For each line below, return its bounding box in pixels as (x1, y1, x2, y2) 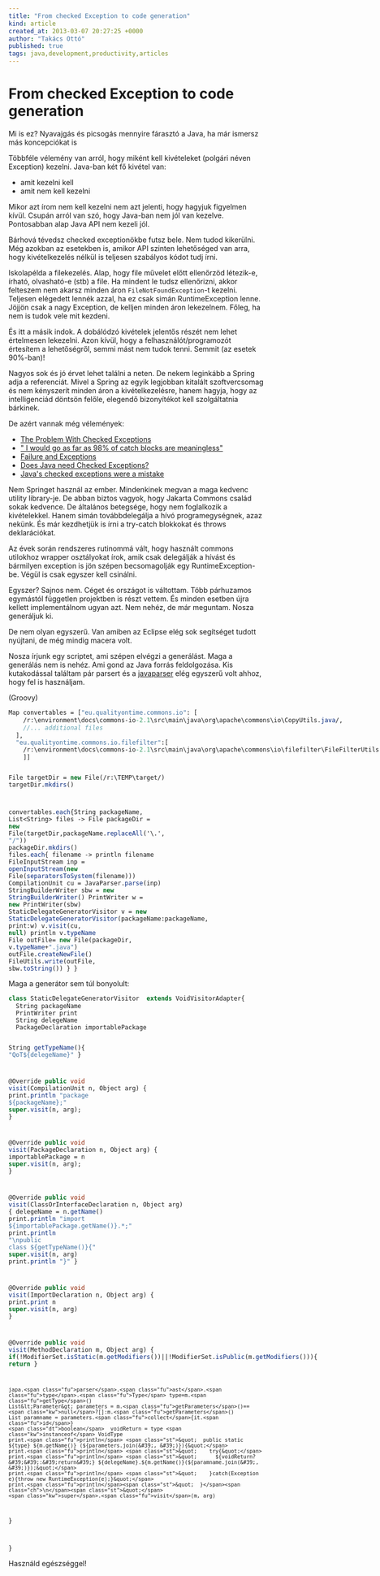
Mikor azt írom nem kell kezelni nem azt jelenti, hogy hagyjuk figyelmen (8, 201, 248, 211)
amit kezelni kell (19, 177, 75, 187)
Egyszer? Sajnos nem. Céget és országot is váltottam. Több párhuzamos (8, 585, 252, 595)
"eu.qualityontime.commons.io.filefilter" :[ (15, 738, 169, 747)
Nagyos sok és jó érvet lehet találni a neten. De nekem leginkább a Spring (8, 368, 256, 378)
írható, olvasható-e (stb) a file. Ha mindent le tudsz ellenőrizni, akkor (8, 276, 238, 286)
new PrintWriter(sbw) (8, 901, 82, 909)
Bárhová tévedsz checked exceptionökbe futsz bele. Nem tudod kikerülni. (8, 235, 256, 245)
